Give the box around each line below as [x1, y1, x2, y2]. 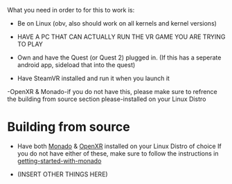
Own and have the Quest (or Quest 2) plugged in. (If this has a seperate [17, 53, 222, 62]
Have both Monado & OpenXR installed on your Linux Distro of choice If [17, 142, 222, 150]
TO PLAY [17, 40, 44, 48]
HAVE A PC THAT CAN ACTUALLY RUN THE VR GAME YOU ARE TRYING [17, 33, 226, 41]
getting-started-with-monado [17, 156, 102, 165]
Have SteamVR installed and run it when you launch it [17, 74, 170, 82]
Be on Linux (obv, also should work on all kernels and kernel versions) [17, 19, 217, 27]
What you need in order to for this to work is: [7, 6, 135, 14]
